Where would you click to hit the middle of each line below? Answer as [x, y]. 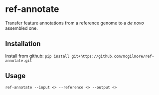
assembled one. [22, 28]
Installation [23, 44]
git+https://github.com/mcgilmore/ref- [113, 56]
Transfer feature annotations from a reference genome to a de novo [75, 23]
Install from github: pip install [37, 56]
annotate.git [19, 61]
